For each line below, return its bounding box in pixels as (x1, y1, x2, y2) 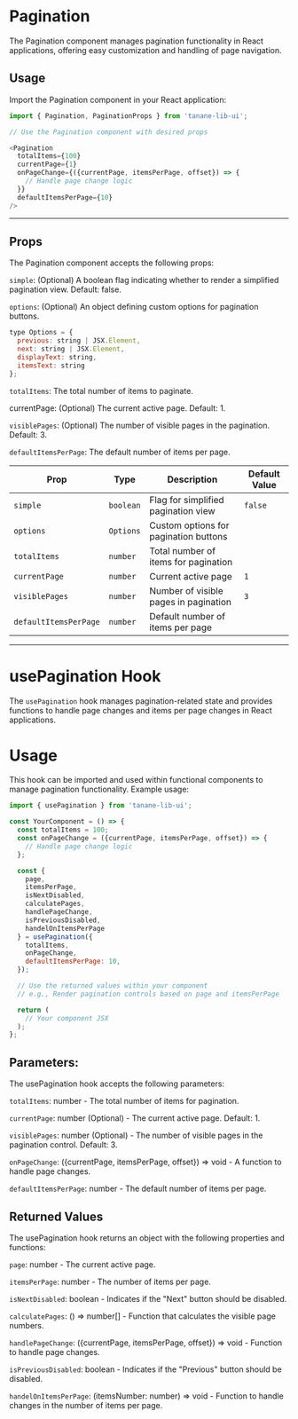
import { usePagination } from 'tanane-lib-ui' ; (9, 801, 192, 810)
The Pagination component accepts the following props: (9, 257, 215, 268)
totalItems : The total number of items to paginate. (9, 385, 193, 396)
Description (167, 473, 218, 485)
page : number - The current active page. (9, 1258, 156, 1270)
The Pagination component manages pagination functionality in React (9, 35, 264, 46)
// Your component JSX (25, 1013, 109, 1022)
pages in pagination (149, 595, 232, 608)
